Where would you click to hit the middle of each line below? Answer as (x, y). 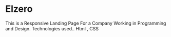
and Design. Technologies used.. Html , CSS (52, 28)
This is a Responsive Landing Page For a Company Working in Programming (86, 23)
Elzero (19, 9)
